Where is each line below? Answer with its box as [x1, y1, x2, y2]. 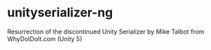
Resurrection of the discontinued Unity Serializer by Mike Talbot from [7, 27, 205, 36]
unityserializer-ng [7, 5, 113, 21]
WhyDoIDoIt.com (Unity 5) [7, 34, 82, 42]
